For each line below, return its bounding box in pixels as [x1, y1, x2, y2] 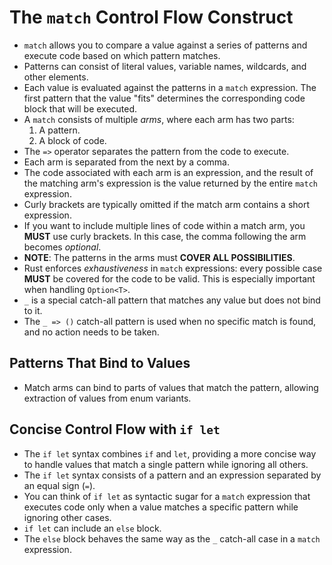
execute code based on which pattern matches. [23, 49, 221, 61]
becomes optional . [23, 241, 102, 253]
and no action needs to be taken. [23, 326, 160, 338]
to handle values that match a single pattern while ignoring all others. [23, 458, 309, 470]
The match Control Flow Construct [9, 6, 294, 29]
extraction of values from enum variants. [23, 392, 192, 404]
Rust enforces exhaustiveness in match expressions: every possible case [23, 262, 323, 274]
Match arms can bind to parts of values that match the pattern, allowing [23, 381, 319, 393]
